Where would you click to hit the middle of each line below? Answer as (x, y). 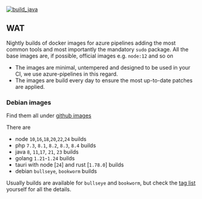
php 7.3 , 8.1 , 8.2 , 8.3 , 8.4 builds (56, 146)
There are (19, 128)
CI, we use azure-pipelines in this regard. (66, 74)
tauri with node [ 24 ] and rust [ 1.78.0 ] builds (69, 165)
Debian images (29, 102)
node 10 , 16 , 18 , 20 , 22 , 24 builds (51, 139)
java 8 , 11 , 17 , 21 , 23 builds (47, 152)
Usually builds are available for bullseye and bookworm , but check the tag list (101, 183)
